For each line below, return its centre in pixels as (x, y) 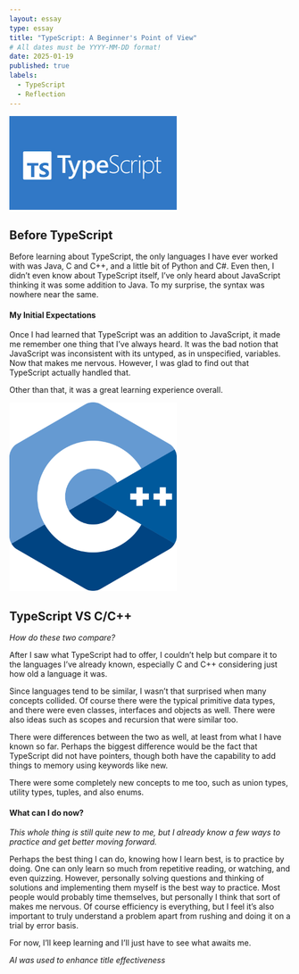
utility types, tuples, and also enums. (77, 792)
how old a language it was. (58, 673)
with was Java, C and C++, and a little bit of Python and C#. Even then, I (142, 266)
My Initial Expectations (53, 315)
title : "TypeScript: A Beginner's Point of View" (104, 37)
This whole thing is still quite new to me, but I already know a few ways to (145, 832)
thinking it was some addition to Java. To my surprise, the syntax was (137, 285)
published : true (39, 66)
